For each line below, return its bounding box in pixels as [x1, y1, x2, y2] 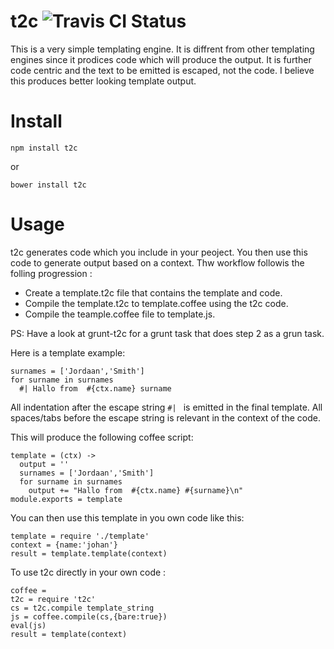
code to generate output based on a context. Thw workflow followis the [10, 256, 305, 269]
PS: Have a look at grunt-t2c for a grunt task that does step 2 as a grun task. [10, 327, 325, 339]
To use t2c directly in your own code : [10, 566, 167, 578]
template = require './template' [10, 531, 150, 541]
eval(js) [10, 620, 47, 630]
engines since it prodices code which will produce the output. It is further [10, 53, 312, 65]
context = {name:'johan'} [10, 540, 118, 550]
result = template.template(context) [10, 548, 168, 559]
